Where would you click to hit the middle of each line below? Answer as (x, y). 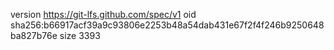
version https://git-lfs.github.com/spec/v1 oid (103, 14)
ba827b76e (34, 35)
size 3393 (80, 35)
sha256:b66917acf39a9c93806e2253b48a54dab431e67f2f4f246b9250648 (167, 25)
